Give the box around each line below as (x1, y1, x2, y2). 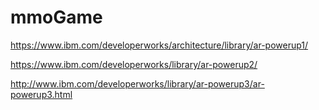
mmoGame (10, 6, 103, 29)
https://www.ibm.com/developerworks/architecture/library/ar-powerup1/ (10, 39, 309, 51)
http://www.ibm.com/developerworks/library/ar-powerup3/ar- (10, 77, 265, 90)
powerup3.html (10, 88, 73, 100)
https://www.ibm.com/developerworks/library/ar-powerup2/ (10, 58, 258, 70)
